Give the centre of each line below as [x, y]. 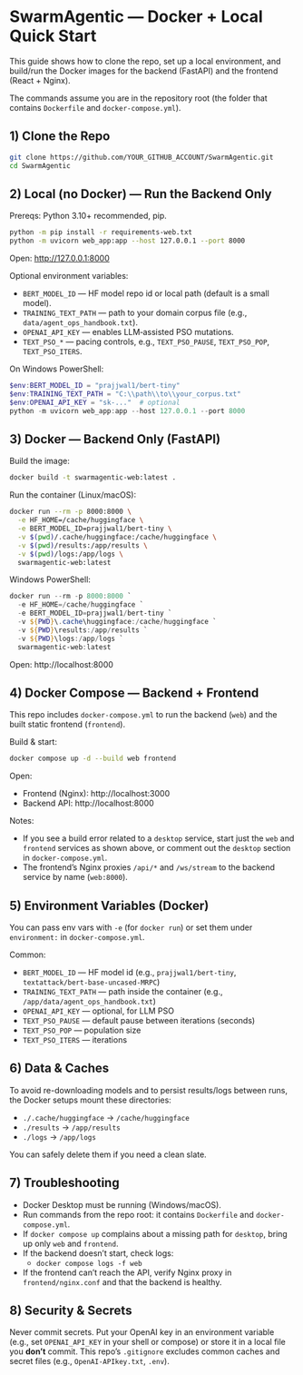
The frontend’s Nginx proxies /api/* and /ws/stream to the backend [148, 867]
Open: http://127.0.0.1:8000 [60, 258]
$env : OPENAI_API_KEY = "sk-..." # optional [95, 402]
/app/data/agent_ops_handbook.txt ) [89, 1001]
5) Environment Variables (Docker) [109, 905]
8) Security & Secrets [71, 1311]
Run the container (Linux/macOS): [73, 495]
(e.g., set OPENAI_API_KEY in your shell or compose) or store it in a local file [147, 1342]
